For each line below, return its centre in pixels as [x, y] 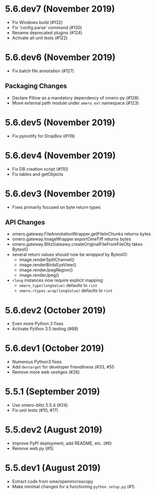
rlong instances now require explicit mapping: [58, 280]
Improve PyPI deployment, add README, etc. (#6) [62, 443]
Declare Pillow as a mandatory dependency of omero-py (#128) [75, 97]
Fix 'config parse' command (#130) [47, 27]
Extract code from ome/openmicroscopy [53, 481]
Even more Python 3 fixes [38, 324]
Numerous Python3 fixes [37, 362]
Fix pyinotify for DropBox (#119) [43, 136]
